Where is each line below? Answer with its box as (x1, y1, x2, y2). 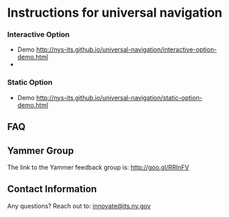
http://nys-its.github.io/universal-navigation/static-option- (35, 93, 203, 102)
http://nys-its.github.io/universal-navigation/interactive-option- (35, 45, 217, 54)
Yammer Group (7, 145, 74, 156)
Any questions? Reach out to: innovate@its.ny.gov (7, 202, 151, 210)
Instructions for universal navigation (7, 5, 223, 21)
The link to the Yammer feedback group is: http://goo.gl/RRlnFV (7, 163, 189, 171)
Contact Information (7, 183, 97, 195)
